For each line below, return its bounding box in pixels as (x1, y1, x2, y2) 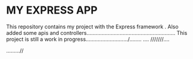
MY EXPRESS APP (6, 4, 98, 17)
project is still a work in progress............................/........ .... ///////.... (6, 35, 170, 42)
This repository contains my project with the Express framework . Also (6, 23, 179, 30)
